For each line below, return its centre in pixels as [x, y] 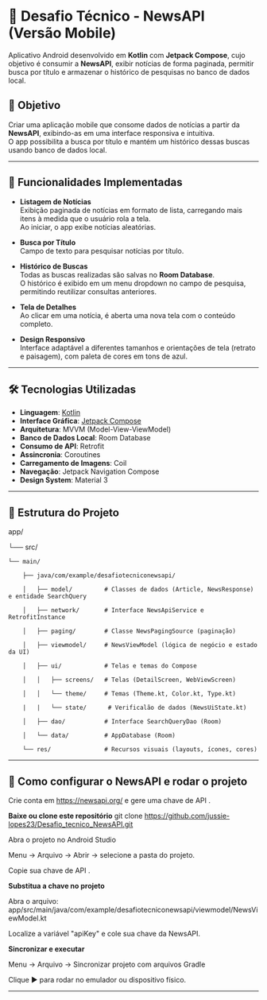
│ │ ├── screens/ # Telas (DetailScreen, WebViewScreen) [130, 680]
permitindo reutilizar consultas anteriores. [88, 291]
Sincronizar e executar [46, 949]
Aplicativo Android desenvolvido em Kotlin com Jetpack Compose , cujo [127, 55]
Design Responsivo [52, 339]
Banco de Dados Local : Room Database [85, 438]
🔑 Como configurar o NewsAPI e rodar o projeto [128, 781]
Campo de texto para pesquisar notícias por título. [102, 250]
